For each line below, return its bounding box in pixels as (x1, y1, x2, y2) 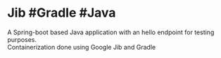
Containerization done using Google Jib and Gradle (7, 43, 156, 51)
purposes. (7, 35, 37, 43)
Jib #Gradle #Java (7, 5, 116, 21)
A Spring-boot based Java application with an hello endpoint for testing (7, 28, 215, 36)
